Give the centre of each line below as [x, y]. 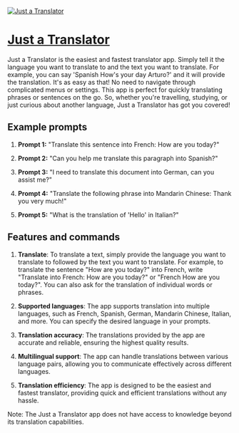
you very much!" [42, 201]
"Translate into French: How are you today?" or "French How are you [118, 277]
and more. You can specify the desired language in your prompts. [114, 321]
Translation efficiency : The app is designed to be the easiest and [115, 385]
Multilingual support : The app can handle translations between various [123, 356]
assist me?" [35, 179]
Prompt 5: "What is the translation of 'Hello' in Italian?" [98, 214]
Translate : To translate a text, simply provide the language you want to [122, 254]
